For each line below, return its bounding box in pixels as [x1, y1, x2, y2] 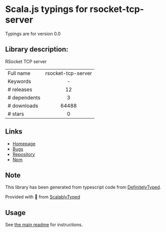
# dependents [7, 94, 41, 101]
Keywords [7, 77, 31, 84]
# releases [7, 86, 32, 93]
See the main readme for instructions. [5, 221, 83, 228]
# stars [7, 110, 24, 117]
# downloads [7, 102, 38, 109]
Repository [12, 151, 35, 157]
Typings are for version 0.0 [5, 30, 61, 36]
